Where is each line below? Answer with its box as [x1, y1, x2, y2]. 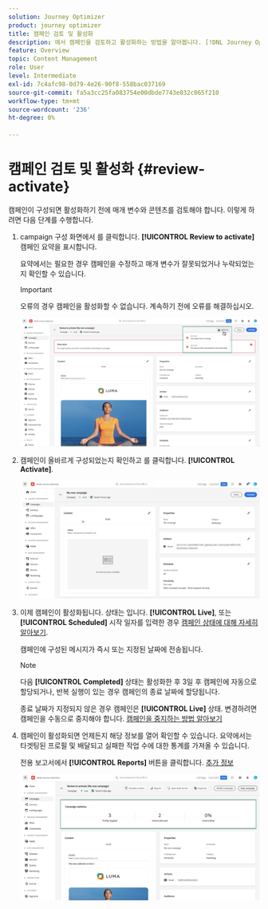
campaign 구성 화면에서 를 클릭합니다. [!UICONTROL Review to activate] [19, 231, 255, 241]
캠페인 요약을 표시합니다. [19, 242, 97, 251]
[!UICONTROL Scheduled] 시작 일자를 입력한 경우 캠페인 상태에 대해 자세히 [19, 617, 258, 626]
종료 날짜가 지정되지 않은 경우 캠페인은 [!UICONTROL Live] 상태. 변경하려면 [19, 703, 258, 713]
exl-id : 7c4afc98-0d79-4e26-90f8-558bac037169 [8, 80, 166, 88]
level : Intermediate [8, 72, 77, 80]
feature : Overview [8, 46, 69, 55]
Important [19, 284, 53, 294]
